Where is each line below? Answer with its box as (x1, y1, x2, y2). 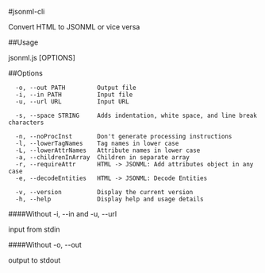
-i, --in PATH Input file (15, 91, 133, 99)
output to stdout (8, 255, 61, 265)
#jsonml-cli (8, 7, 45, 16)
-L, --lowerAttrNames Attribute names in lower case (15, 146, 201, 154)
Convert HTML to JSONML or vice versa (8, 22, 140, 31)
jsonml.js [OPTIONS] (8, 53, 75, 62)
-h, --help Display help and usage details (15, 195, 204, 203)
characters (8, 119, 44, 127)
